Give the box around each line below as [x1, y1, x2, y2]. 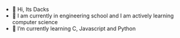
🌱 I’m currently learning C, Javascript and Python [12, 25, 136, 32]
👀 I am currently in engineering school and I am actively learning [12, 12, 174, 19]
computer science [12, 19, 58, 25]
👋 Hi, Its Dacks [12, 6, 49, 13]
